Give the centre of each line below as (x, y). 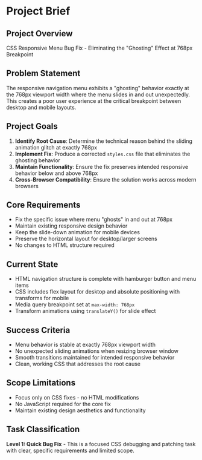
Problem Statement (43, 74)
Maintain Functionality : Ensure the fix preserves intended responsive (102, 166)
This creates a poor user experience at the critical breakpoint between (94, 100)
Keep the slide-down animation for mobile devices (77, 232)
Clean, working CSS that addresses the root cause (77, 364)
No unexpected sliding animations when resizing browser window (97, 351)
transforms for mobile (42, 298)
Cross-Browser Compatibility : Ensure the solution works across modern (106, 179)
